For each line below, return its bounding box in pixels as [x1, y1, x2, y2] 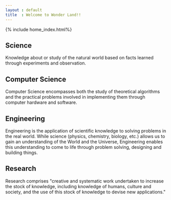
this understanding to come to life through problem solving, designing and [5, 144, 162, 150]
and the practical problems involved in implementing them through [5, 94, 145, 100]
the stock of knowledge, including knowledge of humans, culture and [5, 183, 152, 189]
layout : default [5, 7, 42, 13]
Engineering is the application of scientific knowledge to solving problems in [5, 127, 166, 134]
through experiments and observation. [5, 60, 86, 66]
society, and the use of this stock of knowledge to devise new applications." [5, 189, 166, 195]
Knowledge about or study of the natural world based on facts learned [5, 55, 154, 61]
